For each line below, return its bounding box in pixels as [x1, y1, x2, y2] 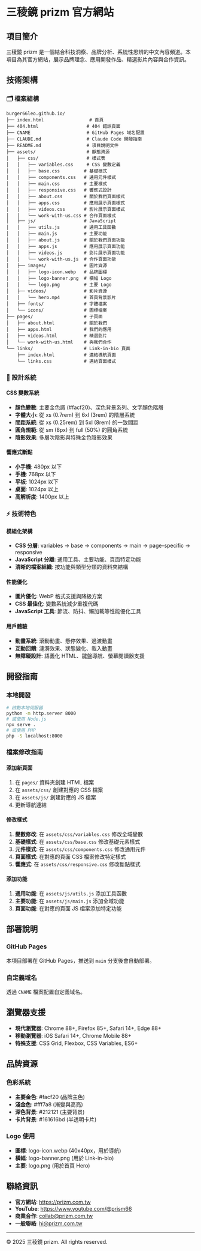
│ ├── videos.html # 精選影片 [6, 333, 108, 339]
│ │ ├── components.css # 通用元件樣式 [6, 174, 117, 180]
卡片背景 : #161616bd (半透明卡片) [14, 1115, 97, 1123]
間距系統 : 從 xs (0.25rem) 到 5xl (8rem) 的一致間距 [14, 419, 139, 426]
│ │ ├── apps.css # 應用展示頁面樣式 [6, 199, 126, 206]
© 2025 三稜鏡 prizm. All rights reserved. [6, 1238, 108, 1245]
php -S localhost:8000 [6, 733, 63, 739]
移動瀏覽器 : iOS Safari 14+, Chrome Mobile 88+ [14, 1032, 132, 1039]
